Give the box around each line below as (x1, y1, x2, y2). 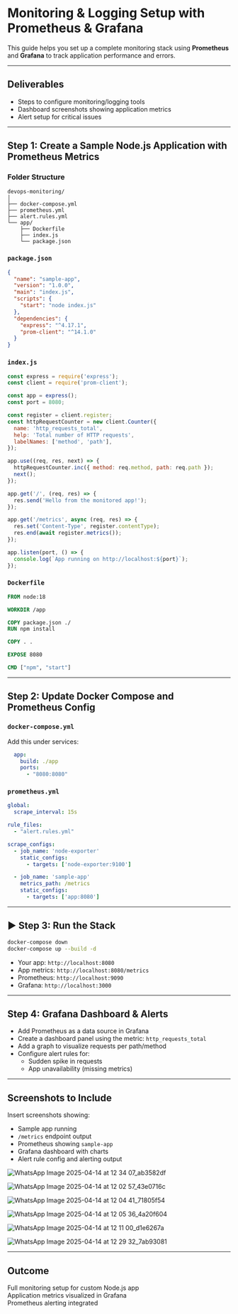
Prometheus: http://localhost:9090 (17, 973, 124, 982)
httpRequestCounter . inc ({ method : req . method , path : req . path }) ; (13, 464, 214, 471)
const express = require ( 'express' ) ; (7, 373, 119, 380)
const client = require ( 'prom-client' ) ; (7, 379, 129, 387)
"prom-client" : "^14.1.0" (20, 328, 97, 336)
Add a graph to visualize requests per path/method (17, 1042, 166, 1050)
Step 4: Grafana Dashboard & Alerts (7, 1008, 169, 1020)
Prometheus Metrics (7, 151, 100, 163)
